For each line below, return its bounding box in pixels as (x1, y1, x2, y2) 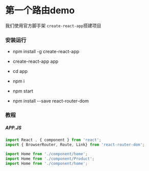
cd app (12, 68, 28, 75)
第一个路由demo (5, 5, 75, 16)
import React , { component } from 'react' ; (5, 137, 102, 143)
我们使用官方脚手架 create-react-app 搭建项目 (5, 22, 102, 29)
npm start (12, 88, 33, 94)
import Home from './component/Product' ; (5, 156, 95, 161)
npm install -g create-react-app (12, 48, 80, 55)
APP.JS (5, 125, 22, 131)
